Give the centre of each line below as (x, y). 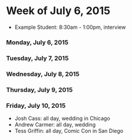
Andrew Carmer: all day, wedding (55, 124)
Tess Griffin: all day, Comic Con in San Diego (69, 131)
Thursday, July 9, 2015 (39, 89)
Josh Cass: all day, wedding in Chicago (62, 118)
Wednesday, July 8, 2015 (43, 74)
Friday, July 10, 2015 (36, 105)
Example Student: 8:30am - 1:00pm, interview (70, 27)
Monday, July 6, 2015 (37, 42)
